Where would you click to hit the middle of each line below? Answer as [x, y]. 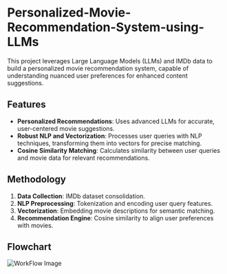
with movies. [35, 225]
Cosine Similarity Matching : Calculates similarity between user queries [119, 150]
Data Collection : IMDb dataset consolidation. [81, 196]
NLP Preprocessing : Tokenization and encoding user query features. [115, 203]
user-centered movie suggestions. [66, 128]
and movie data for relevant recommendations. [83, 158]
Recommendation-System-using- [106, 27]
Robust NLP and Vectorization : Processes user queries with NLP [110, 136]
